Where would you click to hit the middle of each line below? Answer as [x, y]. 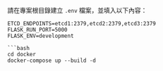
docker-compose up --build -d [52, 60]
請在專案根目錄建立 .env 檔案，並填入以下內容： [77, 10]
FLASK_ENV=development [41, 36]
